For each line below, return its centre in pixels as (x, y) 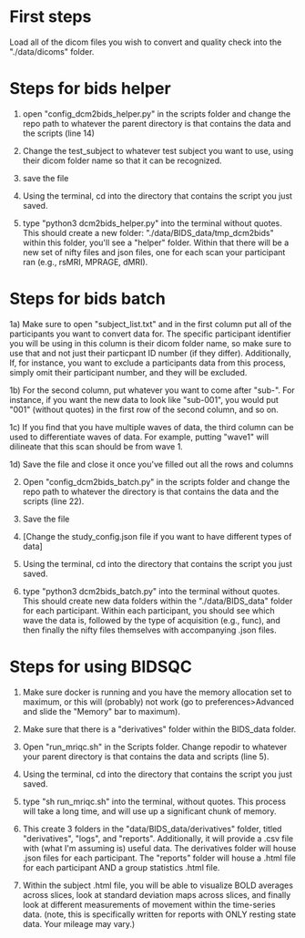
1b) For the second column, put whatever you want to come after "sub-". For (152, 390)
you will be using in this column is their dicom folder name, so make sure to (150, 343)
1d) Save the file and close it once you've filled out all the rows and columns (152, 464)
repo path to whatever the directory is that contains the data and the (151, 491)
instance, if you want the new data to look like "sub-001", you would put (144, 399)
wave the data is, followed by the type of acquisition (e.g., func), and (151, 620)
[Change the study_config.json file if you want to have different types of (157, 536)
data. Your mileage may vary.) (79, 923)
